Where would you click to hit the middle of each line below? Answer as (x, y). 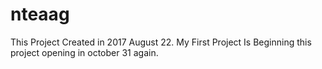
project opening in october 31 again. (84, 52)
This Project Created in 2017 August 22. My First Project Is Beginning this (161, 42)
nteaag (40, 14)
